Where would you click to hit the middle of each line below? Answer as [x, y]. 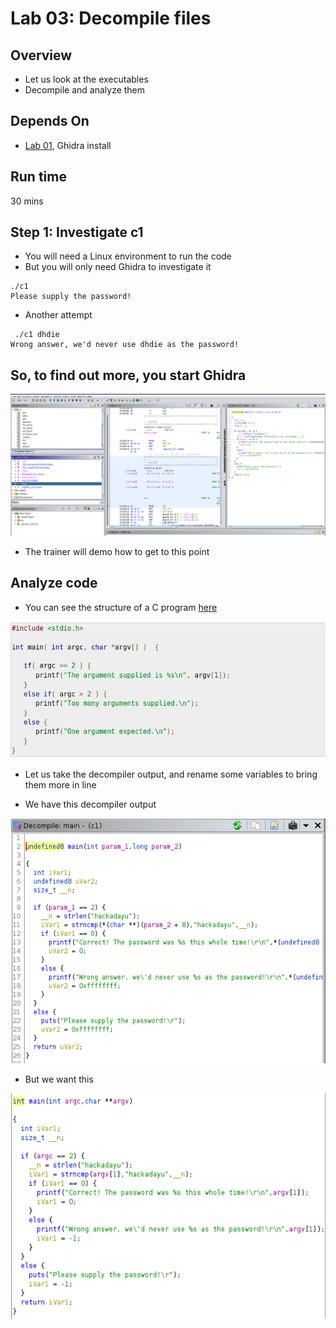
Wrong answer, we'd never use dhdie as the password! [125, 345]
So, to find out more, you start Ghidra [128, 375]
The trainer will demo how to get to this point [117, 551]
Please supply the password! [71, 297]
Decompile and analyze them [85, 90]
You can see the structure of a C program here [121, 607]
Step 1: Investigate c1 [77, 232]
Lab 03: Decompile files [111, 18]
